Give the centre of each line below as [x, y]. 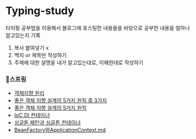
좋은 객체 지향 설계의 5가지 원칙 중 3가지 [61, 101]
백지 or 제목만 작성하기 [40, 55]
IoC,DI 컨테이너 [32, 115]
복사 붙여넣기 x [31, 48]
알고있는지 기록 [23, 35]
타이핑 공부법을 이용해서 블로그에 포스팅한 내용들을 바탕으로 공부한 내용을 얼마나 [98, 28]
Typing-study [40, 11]
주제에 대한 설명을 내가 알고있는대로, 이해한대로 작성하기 [79, 62]
